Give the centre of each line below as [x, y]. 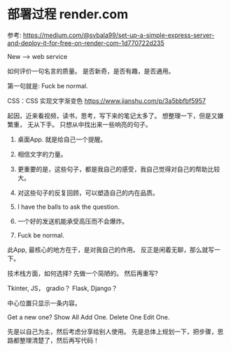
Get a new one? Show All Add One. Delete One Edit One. [89, 317]
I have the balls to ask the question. [69, 207]
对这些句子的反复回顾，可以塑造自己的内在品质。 [88, 193]
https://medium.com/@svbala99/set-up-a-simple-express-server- [119, 35]
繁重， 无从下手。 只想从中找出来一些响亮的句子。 [79, 124]
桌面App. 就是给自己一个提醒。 [62, 139]
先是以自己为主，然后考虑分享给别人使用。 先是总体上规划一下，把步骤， [112, 331]
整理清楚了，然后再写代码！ [59, 340]
